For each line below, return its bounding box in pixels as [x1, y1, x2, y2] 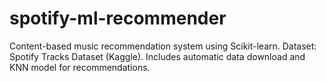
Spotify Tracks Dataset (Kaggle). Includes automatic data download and [9, 50, 306, 62]
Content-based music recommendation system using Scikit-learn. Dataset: [9, 40, 317, 52]
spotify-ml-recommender [9, 7, 227, 30]
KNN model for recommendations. [9, 61, 151, 73]
